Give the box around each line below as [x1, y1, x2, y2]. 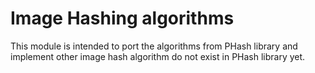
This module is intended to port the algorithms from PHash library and [10, 40, 298, 52]
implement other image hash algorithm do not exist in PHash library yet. [10, 50, 306, 62]
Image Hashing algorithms [10, 7, 235, 30]
